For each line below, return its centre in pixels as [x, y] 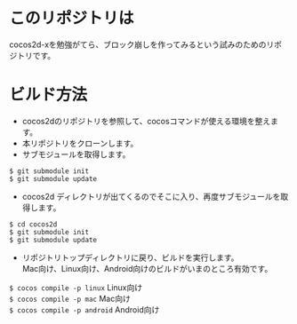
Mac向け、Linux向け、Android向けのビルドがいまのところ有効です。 [147, 268]
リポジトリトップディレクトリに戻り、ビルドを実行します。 [130, 257]
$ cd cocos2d [33, 224]
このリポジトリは [72, 18]
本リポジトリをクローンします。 [80, 143]
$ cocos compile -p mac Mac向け [70, 298]
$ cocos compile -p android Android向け [84, 309]
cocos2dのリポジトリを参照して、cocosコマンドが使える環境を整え [146, 121]
